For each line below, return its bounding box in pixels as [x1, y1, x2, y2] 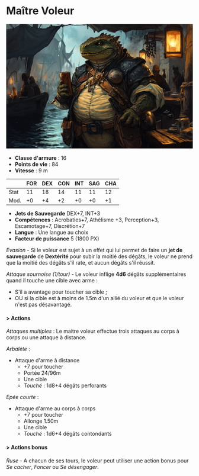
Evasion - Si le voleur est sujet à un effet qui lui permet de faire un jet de [6, 247, 183, 254]
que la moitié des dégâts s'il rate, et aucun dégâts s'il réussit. [6, 259, 156, 266]
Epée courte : [6, 394, 39, 401]
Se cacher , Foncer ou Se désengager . [6, 463, 99, 470]
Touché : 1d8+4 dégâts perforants [23, 382, 107, 389]
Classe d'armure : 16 [14, 154, 67, 161]
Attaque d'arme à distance [14, 357, 80, 364]
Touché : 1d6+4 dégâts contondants [23, 430, 112, 438]
